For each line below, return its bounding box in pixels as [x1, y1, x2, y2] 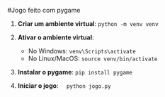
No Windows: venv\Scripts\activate [28, 47, 136, 55]
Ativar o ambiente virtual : [17, 33, 94, 41]
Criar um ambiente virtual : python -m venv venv [17, 20, 159, 27]
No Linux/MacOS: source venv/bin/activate [28, 54, 158, 63]
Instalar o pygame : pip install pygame [17, 68, 133, 76]
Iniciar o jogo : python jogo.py [17, 82, 111, 90]
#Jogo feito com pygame [7, 6, 81, 14]
